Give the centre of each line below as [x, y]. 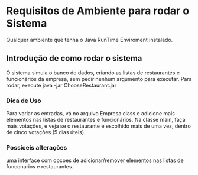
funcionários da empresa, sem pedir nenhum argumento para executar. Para [99, 79]
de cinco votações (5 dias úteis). [46, 132]
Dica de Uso [24, 101]
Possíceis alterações [37, 147]
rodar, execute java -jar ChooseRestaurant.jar [61, 85]
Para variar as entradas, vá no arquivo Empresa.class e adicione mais [91, 114]
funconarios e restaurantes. [40, 167]
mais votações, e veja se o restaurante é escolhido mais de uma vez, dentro [98, 126]
